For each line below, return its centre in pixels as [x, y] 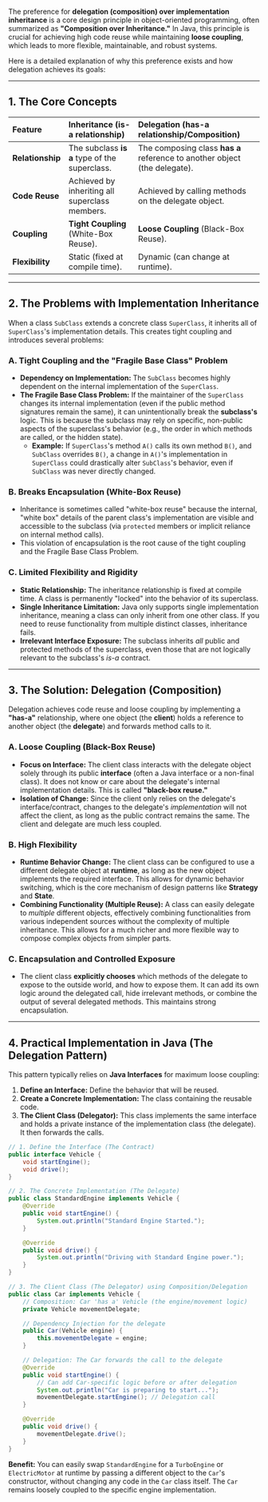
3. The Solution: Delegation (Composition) [115, 690]
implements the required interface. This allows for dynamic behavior [132, 878]
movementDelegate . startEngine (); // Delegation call [126, 1397]
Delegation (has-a [174, 125]
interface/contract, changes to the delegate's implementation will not [133, 806]
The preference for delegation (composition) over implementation [119, 12]
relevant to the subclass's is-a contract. [85, 657]
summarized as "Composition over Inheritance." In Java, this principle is [129, 28]
